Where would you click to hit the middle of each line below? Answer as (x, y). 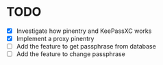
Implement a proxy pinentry (55, 39)
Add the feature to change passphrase (71, 54)
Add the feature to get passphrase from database (86, 47)
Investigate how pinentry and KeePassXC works (84, 31)
